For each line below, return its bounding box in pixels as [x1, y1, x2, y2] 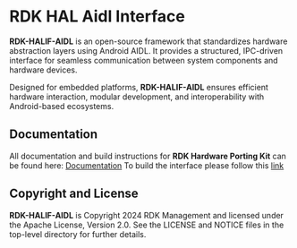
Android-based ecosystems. [9, 100, 115, 111]
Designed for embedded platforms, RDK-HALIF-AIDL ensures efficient [9, 81, 268, 92]
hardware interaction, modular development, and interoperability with [9, 91, 265, 102]
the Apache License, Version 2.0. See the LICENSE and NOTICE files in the [9, 219, 284, 230]
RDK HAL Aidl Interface [9, 6, 186, 27]
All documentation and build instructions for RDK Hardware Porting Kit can [9, 150, 286, 161]
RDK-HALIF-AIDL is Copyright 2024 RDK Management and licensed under [9, 210, 284, 220]
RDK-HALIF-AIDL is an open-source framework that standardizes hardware [9, 36, 288, 47]
